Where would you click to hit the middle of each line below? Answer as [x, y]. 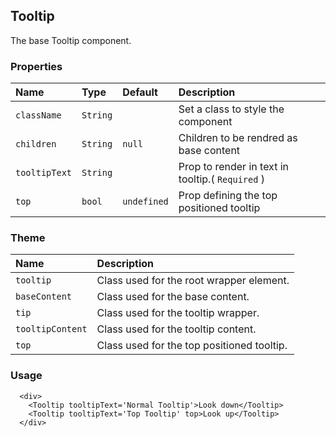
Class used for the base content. [173, 297]
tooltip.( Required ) [221, 179]
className [38, 115]
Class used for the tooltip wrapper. [178, 313]
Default [140, 92]
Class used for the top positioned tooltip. [192, 346]
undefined [145, 202]
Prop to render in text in [234, 167]
